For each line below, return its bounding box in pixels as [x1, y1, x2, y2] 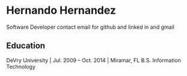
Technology [6, 63, 36, 70]
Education [6, 41, 46, 51]
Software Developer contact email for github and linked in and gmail [6, 23, 174, 31]
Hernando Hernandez [6, 4, 116, 17]
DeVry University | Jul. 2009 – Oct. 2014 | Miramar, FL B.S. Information [6, 56, 182, 63]
